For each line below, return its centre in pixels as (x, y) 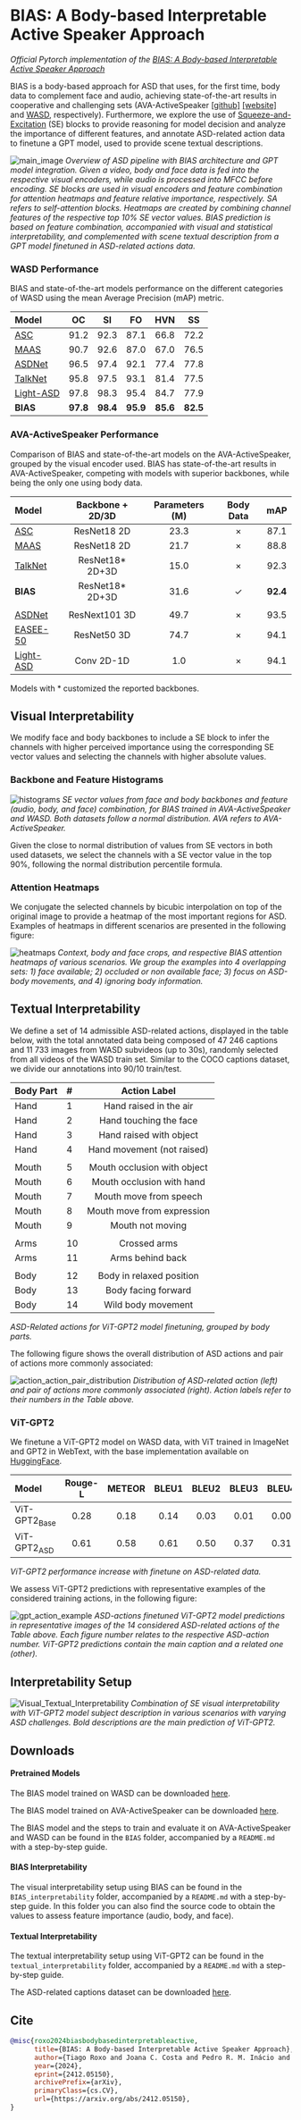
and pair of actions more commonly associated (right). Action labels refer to (150, 1390)
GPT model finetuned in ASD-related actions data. (103, 246)
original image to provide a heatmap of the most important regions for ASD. (148, 916)
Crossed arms (148, 1243)
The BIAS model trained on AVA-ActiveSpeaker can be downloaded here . (145, 1810)
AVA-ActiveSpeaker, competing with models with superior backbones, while (150, 473)
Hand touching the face (148, 1120)
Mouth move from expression (149, 1210)
